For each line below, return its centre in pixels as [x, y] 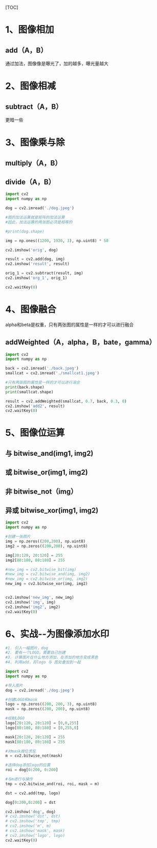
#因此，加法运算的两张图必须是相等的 [39, 222]
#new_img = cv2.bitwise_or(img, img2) [47, 579]
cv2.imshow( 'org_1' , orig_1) [36, 278]
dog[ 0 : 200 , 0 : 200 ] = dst [31, 802]
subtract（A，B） [34, 106]
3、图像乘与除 [35, 143]
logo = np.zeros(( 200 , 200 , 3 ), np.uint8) [51, 704]
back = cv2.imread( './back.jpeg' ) [42, 369]
